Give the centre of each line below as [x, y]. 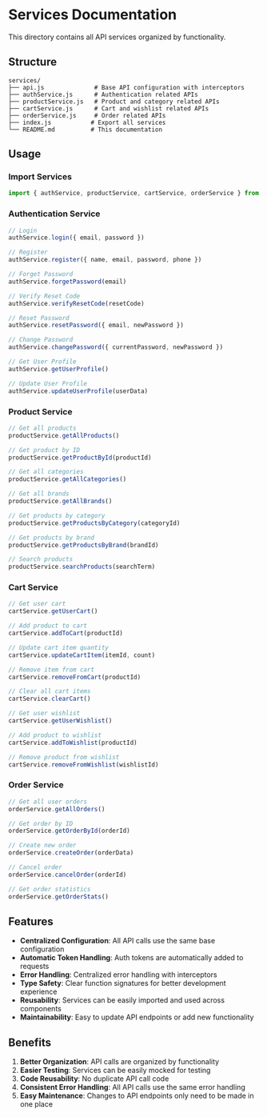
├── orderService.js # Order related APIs [87, 115]
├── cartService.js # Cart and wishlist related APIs [109, 108]
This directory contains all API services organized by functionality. [117, 37]
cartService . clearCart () [50, 699]
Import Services [40, 177]
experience [38, 992]
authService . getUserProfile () [59, 369]
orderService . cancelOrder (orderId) [68, 875]
